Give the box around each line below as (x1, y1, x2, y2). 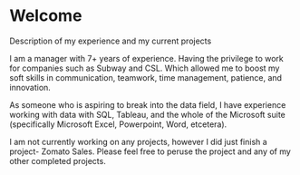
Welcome (9, 5, 82, 26)
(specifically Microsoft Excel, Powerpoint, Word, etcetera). (9, 119, 227, 130)
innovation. (9, 82, 52, 92)
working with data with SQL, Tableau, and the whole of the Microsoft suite (9, 109, 285, 120)
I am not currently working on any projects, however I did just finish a (9, 136, 267, 147)
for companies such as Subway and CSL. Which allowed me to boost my (9, 63, 280, 73)
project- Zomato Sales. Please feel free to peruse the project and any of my (9, 146, 292, 157)
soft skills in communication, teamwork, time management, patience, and (9, 72, 283, 83)
